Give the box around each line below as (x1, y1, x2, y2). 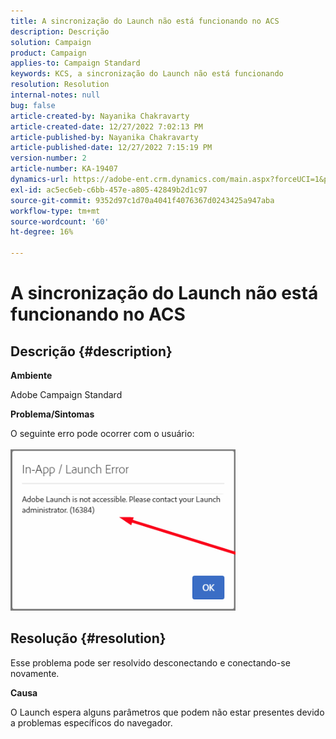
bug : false (10, 100, 56, 110)
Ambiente (10, 370, 53, 381)
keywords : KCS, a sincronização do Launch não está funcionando (10, 69, 284, 79)
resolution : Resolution (10, 80, 110, 90)
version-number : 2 (10, 153, 87, 164)
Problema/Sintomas (10, 408, 95, 420)
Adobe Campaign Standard (10, 389, 123, 400)
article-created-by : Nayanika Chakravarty (10, 111, 190, 121)
